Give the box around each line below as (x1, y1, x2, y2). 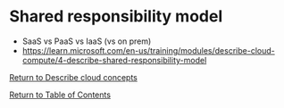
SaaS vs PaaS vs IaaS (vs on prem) (21, 36, 152, 46)
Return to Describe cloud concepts (9, 71, 138, 82)
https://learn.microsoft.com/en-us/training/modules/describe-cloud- (21, 45, 275, 55)
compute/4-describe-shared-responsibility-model (21, 54, 207, 65)
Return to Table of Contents (9, 89, 112, 100)
